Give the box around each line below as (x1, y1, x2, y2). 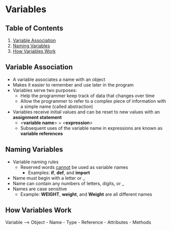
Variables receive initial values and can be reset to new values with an (12, 108, 160, 115)
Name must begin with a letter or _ (12, 175, 85, 181)
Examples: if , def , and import (28, 169, 90, 176)
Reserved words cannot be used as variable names (20, 164, 129, 170)
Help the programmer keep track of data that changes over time (20, 93, 155, 99)
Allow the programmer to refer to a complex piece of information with (20, 98, 166, 104)
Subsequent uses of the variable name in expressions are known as (20, 125, 163, 131)
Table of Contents (5, 24, 64, 33)
